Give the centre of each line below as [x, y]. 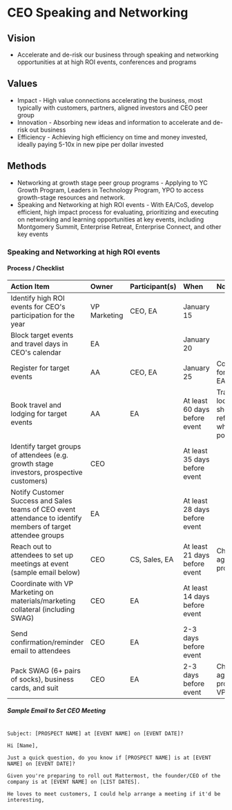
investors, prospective [47, 472]
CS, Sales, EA [152, 559]
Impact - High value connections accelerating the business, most [110, 100]
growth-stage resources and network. [71, 197]
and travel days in [39, 344]
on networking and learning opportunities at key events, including [110, 219]
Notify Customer [37, 492]
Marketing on [32, 592]
